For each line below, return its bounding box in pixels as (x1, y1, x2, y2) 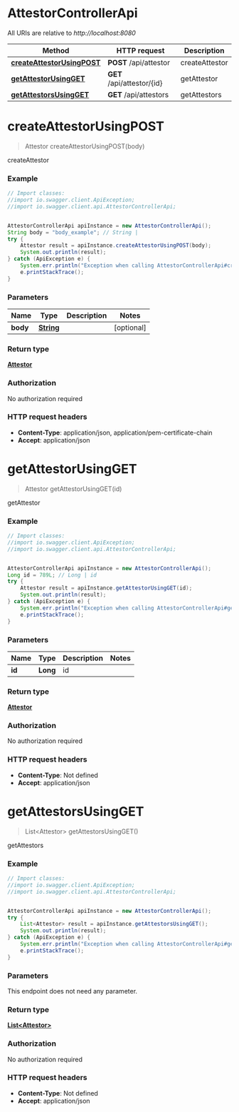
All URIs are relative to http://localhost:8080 (7, 29, 137, 37)
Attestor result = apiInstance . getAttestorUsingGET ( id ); (20, 585, 193, 592)
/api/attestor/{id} (107, 78, 163, 88)
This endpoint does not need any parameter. (7, 986, 137, 995)
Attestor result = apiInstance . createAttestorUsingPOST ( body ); (20, 242, 212, 249)
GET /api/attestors (107, 89, 169, 99)
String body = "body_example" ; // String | (7, 228, 139, 236)
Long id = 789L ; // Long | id (7, 571, 97, 579)
